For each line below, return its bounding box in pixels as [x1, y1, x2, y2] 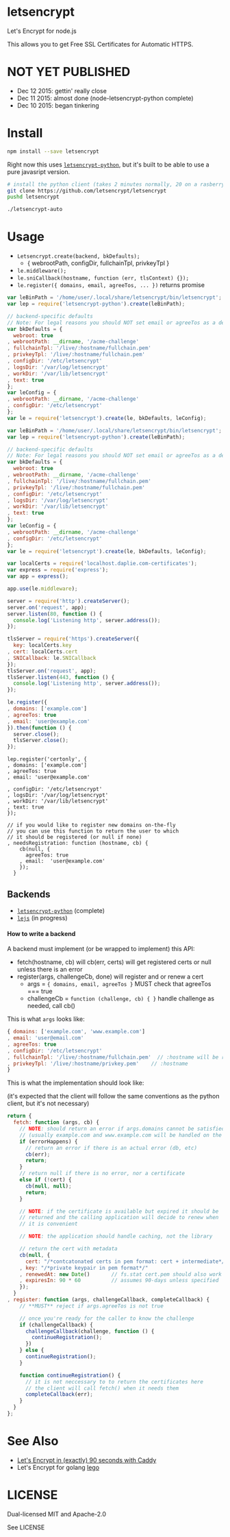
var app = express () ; [7, 573, 69, 580]
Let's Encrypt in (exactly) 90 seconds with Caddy [16, 1455, 157, 1464]
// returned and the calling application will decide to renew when [19, 1214, 219, 1221]
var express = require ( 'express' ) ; [7, 567, 109, 574]
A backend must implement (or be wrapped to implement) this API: [7, 945, 195, 953]
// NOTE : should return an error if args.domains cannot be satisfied [19, 1125, 225, 1133]
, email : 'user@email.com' [7, 1035, 84, 1042]
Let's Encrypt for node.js [7, 27, 77, 35]
